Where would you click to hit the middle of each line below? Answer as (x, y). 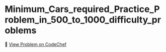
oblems (21, 30)
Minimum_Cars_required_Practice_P (82, 9)
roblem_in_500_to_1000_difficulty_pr (83, 20)
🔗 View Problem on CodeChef (35, 44)
